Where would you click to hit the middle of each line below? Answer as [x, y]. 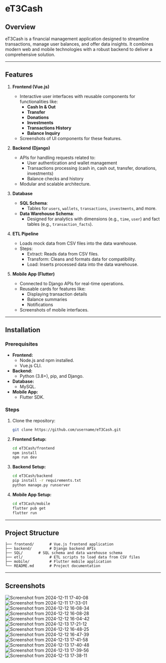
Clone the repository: [34, 420]
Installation [23, 330]
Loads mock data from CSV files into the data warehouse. [78, 243]
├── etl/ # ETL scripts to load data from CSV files [73, 558]
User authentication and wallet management [72, 163]
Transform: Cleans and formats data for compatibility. [82, 259]
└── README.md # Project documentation [53, 566]
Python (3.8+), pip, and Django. [52, 376]
